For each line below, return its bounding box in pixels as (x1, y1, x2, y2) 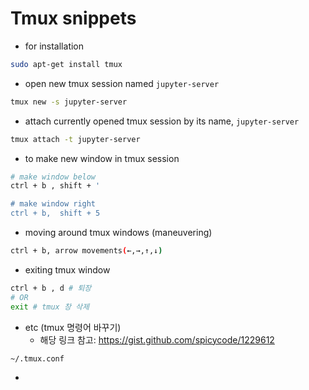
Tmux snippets (10, 7, 137, 30)
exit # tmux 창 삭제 (10, 302, 90, 312)
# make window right (10, 199, 97, 209)
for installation (24, 40, 85, 52)
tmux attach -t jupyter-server (10, 134, 141, 144)
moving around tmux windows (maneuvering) (24, 227, 213, 239)
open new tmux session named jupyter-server (24, 77, 220, 89)
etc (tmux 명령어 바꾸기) (24, 321, 122, 333)
